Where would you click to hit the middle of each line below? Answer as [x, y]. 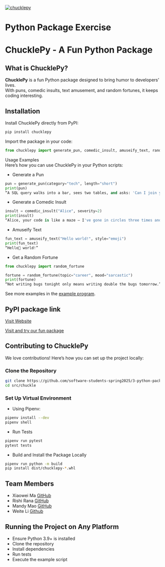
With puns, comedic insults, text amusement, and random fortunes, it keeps [82, 91]
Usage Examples [22, 159]
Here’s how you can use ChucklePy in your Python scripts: [64, 165]
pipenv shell [18, 422]
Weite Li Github [27, 511]
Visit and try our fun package [35, 330]
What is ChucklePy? [37, 68]
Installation [23, 111]
